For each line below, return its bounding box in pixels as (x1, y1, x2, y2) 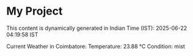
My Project (6, 4, 63, 18)
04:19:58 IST (6, 30, 38, 38)
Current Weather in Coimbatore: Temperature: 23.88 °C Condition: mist (6, 43, 185, 50)
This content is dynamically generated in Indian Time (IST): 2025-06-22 (6, 24, 188, 32)
